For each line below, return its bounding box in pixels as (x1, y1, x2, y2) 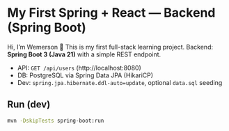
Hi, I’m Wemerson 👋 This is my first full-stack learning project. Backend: (7, 43, 214, 51)
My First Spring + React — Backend (7, 5, 216, 21)
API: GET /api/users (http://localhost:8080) (17, 63, 141, 72)
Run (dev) (7, 99, 51, 111)
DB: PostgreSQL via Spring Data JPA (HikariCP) (17, 71, 154, 79)
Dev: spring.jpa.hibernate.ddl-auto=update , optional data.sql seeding (17, 78, 223, 86)
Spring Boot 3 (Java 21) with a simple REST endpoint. (7, 50, 161, 59)
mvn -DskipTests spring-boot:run (7, 117, 104, 124)
